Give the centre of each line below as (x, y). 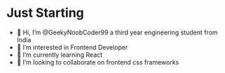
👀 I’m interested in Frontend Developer (72, 47)
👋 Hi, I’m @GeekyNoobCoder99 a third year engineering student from (117, 32)
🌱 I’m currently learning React (60, 55)
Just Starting (46, 13)
